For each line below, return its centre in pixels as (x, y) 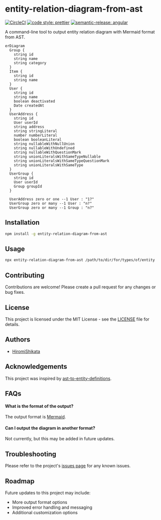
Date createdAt (29, 106)
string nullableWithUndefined (44, 148)
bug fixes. (15, 292)
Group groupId (28, 186)
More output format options (40, 502)
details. (12, 324)
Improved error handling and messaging (52, 507)
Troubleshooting (31, 454)
